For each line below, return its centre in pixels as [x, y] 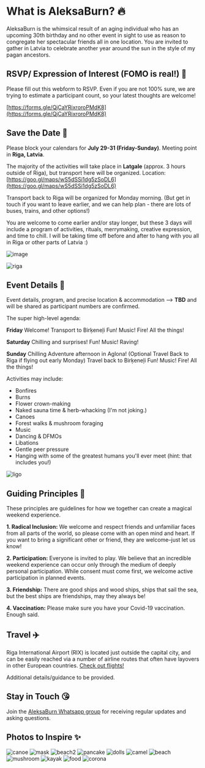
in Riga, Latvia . [25, 154]
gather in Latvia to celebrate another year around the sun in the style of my [101, 48]
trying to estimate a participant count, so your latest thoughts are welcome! [101, 95]
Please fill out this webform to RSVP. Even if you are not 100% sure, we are [101, 89]
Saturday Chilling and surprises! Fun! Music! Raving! [73, 342]
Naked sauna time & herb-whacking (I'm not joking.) [81, 410]
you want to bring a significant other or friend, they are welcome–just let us [101, 540]
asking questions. [28, 718]
